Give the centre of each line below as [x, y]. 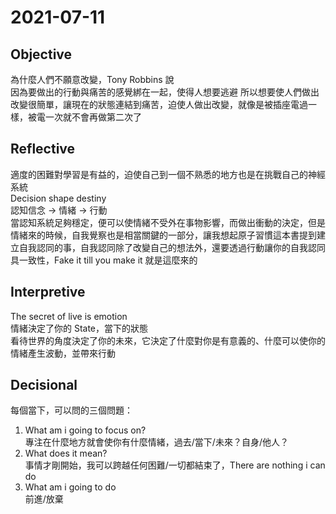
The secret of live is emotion [69, 316]
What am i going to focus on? [85, 430]
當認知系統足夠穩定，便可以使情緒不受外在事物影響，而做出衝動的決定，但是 [168, 222]
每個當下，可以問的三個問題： [71, 410]
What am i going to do [70, 487]
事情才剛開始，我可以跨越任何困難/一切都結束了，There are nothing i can [175, 465]
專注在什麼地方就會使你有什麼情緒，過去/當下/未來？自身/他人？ [156, 442]
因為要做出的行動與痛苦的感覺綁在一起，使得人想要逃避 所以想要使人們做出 [165, 92]
